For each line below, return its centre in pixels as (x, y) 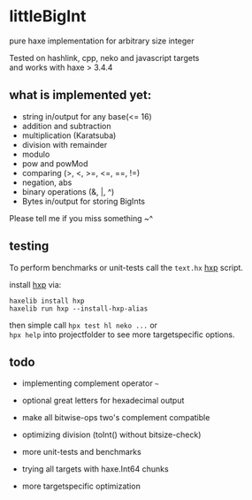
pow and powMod (55, 163)
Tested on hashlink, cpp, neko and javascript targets (104, 58)
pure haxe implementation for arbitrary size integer (102, 41)
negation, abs (47, 182)
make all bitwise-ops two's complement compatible (116, 418)
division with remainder (65, 144)
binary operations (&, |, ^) (68, 191)
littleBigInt (48, 16)
